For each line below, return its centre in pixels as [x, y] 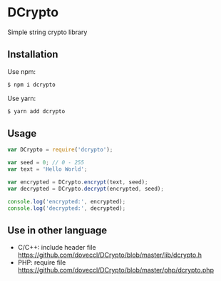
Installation [33, 54]
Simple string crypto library [47, 32]
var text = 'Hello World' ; [47, 169]
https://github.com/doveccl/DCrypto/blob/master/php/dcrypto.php [115, 270]
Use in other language [57, 230]
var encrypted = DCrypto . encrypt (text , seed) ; [78, 182]
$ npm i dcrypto [31, 85]
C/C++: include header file [57, 248]
